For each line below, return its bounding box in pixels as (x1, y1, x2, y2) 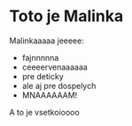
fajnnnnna (21, 52, 59, 63)
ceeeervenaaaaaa (21, 62, 89, 72)
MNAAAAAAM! (21, 90, 78, 100)
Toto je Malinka (9, 6, 124, 26)
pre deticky (21, 70, 64, 81)
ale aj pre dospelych (21, 80, 97, 91)
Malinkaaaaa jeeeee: (9, 35, 84, 46)
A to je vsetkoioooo (9, 107, 80, 117)
